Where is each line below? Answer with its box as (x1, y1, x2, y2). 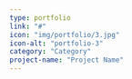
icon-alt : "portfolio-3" (9, 38, 104, 48)
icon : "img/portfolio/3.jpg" (9, 30, 120, 39)
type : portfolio (9, 13, 71, 23)
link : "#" (9, 22, 47, 31)
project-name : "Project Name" (9, 55, 125, 64)
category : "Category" (9, 47, 92, 56)
